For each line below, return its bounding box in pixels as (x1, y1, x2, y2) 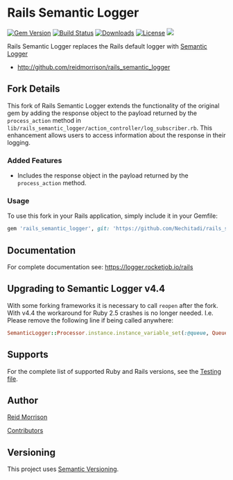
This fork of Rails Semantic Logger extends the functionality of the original (7, 101, 220, 110)
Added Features (7, 155, 62, 165)
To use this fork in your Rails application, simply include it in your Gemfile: (7, 212, 218, 220)
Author (7, 394, 38, 406)
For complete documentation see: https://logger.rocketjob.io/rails (7, 263, 193, 271)
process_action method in (7, 116, 82, 124)
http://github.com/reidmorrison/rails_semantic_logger (17, 62, 171, 71)
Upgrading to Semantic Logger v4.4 (7, 283, 165, 295)
